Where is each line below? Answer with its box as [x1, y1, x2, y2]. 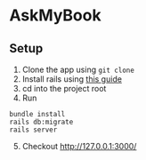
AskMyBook [9, 5, 101, 26]
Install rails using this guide [21, 74, 123, 84]
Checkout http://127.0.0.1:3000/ [21, 141, 137, 151]
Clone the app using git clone [21, 64, 135, 75]
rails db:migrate [9, 117, 74, 126]
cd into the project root [21, 84, 107, 93]
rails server [9, 125, 58, 134]
